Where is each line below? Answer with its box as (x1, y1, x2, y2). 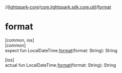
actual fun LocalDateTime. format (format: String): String (5, 62, 116, 68)
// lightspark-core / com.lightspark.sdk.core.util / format (5, 4, 111, 10)
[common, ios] (5, 37, 34, 43)
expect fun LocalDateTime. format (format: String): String (5, 47, 118, 53)
